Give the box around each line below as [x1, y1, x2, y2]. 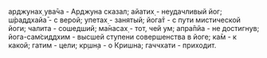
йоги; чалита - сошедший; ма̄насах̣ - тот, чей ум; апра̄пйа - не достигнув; [8, 24, 260, 33]
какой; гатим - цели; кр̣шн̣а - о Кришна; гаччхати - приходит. [8, 41, 217, 50]
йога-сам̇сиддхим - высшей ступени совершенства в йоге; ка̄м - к [8, 32, 238, 41]
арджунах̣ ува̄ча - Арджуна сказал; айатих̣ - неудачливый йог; [8, 7, 222, 16]
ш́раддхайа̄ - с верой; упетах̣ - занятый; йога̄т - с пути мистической [8, 15, 241, 25]
